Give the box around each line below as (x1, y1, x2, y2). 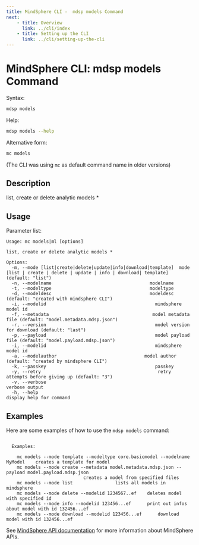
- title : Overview (17, 20, 62, 26)
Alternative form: (6, 139, 48, 146)
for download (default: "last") (6, 327, 86, 333)
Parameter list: (6, 227, 42, 234)
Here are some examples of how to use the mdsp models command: (6, 427, 170, 434)
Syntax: (6, 94, 25, 101)
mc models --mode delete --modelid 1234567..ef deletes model (17, 490, 182, 496)
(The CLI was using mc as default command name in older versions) (6, 161, 171, 168)
